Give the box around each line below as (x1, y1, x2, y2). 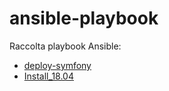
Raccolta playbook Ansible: (9, 40, 122, 52)
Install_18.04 (23, 70, 74, 82)
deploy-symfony (23, 59, 92, 71)
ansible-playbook (9, 7, 159, 30)
